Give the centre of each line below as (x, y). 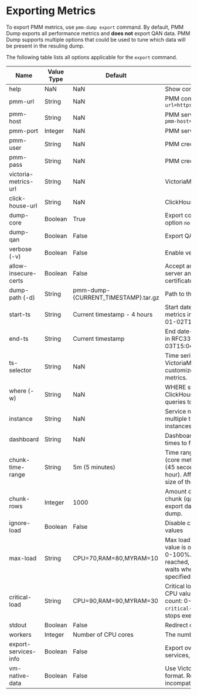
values (174, 530)
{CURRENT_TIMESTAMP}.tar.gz (116, 297)
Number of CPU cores (103, 634)
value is (176, 547)
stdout (18, 625)
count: (174, 600)
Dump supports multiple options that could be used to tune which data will (96, 39)
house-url (23, 206)
